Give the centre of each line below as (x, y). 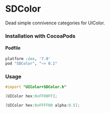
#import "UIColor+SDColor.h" (36, 87)
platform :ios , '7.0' (28, 59)
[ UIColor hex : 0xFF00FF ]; (31, 96)
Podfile (13, 48)
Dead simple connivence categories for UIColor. (55, 23)
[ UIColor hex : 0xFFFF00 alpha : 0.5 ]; (43, 105)
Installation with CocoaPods (40, 36)
